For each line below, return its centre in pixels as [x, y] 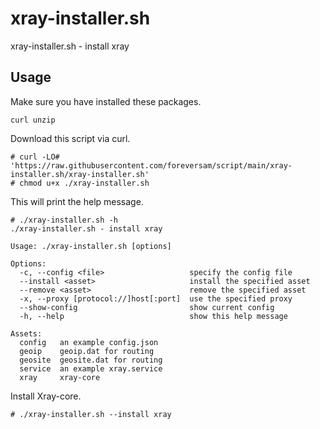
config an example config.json [89, 342]
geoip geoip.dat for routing [87, 351]
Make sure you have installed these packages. [106, 101]
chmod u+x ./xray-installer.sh [84, 183]
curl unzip [33, 120]
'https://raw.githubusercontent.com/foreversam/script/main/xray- [151, 165]
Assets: [26, 333]
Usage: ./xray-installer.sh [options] [91, 246]
